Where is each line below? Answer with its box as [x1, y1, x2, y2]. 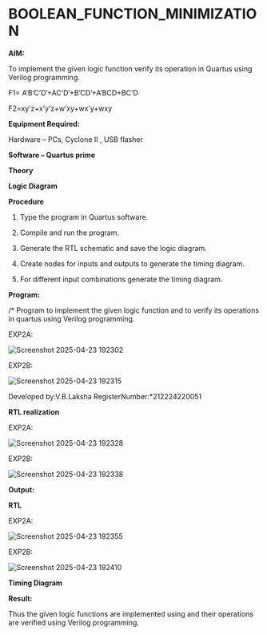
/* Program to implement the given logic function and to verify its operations [8, 305, 260, 315]
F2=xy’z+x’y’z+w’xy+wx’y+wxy [8, 103, 113, 113]
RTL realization [8, 406, 60, 417]
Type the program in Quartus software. [19, 212, 149, 221]
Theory [8, 165, 34, 175]
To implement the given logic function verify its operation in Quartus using [8, 63, 253, 73]
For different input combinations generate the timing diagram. [19, 274, 223, 284]
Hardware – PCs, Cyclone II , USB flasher [8, 134, 144, 144]
